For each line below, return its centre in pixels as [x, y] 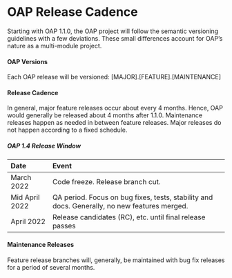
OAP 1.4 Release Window [44, 146]
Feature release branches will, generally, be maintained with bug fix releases [116, 260]
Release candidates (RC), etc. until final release [129, 217]
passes [64, 226]
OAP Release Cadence [72, 12]
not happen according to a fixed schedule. [67, 130]
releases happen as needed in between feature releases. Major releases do [114, 123]
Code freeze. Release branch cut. [106, 182]
